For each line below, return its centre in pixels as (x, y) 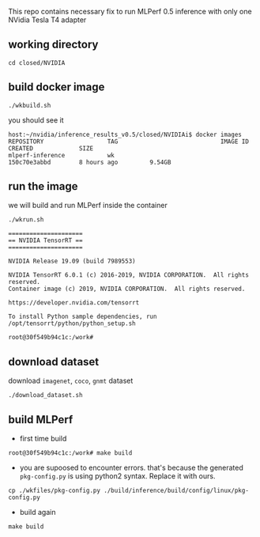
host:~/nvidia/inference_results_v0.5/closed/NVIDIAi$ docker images (125, 134)
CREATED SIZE (51, 148)
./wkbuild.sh (30, 105)
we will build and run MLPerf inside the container (88, 206)
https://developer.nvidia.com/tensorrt (74, 303)
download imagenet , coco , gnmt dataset (71, 381)
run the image (43, 186)
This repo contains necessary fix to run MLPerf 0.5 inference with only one (130, 11)
